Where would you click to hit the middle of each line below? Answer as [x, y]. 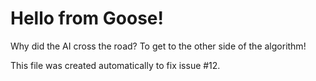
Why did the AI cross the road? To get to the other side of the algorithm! [158, 46]
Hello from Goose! [87, 18]
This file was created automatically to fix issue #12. [115, 65]
